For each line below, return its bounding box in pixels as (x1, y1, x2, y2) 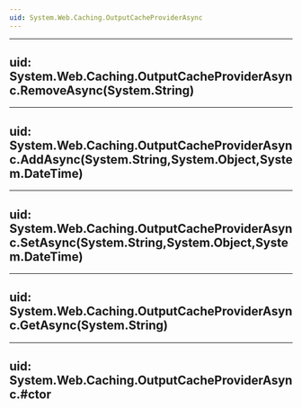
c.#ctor (9, 387, 52, 403)
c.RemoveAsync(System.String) (9, 83, 195, 99)
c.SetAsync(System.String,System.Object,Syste (9, 235, 289, 250)
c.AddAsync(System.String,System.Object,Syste (9, 152, 293, 167)
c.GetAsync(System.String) (9, 318, 168, 333)
